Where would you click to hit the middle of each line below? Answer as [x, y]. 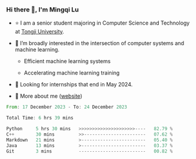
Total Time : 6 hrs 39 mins [40, 118]
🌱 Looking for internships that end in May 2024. [74, 85]
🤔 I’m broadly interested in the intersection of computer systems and [99, 43]
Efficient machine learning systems [67, 61]
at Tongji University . [40, 32]
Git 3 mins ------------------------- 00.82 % [89, 151]
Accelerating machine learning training [72, 73]
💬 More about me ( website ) [49, 96]
